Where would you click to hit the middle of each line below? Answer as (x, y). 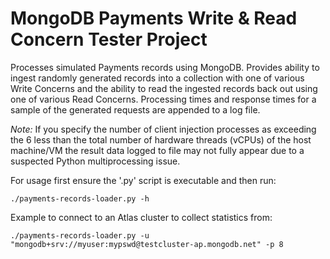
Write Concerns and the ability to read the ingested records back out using (164, 88)
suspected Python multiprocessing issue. (95, 161)
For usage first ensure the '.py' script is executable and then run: (143, 180)
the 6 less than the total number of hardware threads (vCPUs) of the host (161, 139)
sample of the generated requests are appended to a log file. (135, 109)
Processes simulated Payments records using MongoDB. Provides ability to (165, 67)
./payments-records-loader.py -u (80, 235)
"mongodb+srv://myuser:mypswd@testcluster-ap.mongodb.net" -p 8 (147, 244)
